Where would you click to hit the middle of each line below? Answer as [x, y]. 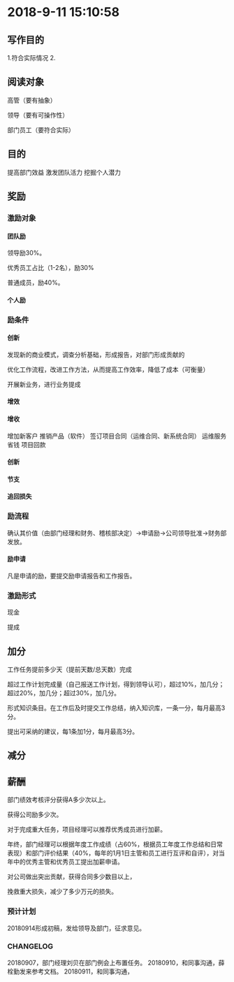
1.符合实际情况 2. [31, 58]
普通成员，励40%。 [36, 283]
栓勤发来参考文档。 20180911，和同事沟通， [71, 971]
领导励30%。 [27, 253]
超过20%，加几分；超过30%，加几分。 [64, 693]
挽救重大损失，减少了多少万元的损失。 [62, 892]
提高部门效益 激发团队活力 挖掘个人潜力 [64, 172]
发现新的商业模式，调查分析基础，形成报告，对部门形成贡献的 [96, 355]
